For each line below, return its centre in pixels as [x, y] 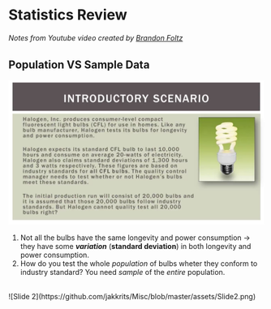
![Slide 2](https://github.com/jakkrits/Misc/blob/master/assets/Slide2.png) [132, 296]
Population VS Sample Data [79, 65]
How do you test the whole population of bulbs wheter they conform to [139, 263]
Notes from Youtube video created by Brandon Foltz [96, 37]
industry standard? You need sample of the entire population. [123, 272]
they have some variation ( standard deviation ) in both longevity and [135, 246]
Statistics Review [68, 15]
